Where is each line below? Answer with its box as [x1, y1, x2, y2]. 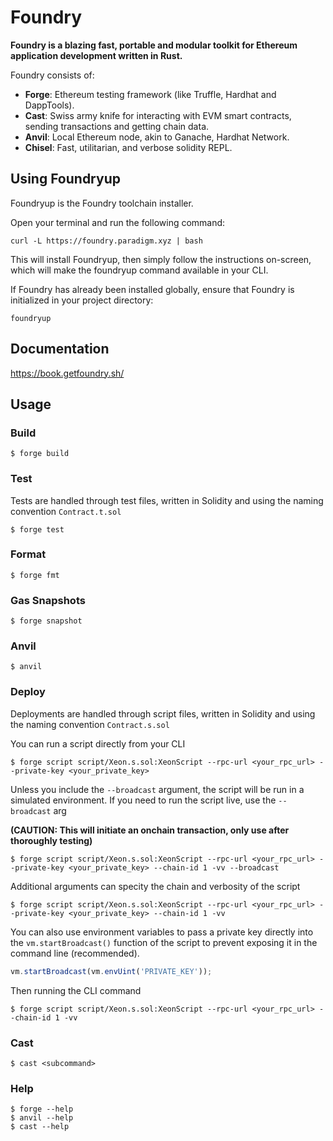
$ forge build [10, 449, 70, 459]
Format [10, 547, 47, 561]
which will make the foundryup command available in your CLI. [10, 264, 269, 276]
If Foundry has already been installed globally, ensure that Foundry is [10, 283, 295, 295]
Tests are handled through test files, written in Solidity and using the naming [10, 494, 324, 506]
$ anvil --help [10, 1113, 74, 1123]
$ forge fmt [10, 570, 60, 580]
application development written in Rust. [10, 49, 183, 61]
